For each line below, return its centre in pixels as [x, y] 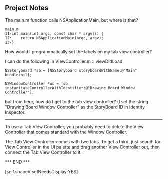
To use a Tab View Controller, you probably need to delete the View [74, 126]
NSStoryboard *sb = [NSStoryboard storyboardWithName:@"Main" [71, 70]
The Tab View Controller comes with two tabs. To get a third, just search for [83, 141]
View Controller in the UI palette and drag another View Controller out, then [82, 147]
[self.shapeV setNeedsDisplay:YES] [42, 171]
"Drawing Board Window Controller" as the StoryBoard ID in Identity [75, 107]
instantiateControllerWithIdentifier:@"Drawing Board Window [70, 88]
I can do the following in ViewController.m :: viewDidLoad [64, 61]
